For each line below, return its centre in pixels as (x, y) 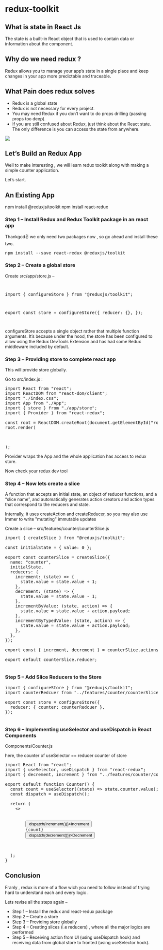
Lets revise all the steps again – (36, 902)
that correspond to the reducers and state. (48, 504)
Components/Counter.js (29, 746)
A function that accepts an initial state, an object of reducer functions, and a (81, 494)
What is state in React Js (43, 27)
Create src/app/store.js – (30, 276)
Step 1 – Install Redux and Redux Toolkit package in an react (77, 219)
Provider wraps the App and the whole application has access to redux (76, 456)
